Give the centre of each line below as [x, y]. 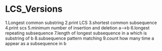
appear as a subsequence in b [36, 43]
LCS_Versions [34, 9]
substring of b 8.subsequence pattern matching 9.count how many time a [80, 38]
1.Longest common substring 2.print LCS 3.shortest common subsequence [81, 23]
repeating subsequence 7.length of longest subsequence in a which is [76, 33]
